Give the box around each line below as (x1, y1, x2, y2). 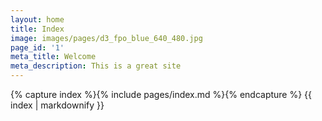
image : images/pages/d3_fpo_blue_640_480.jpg (10, 33, 203, 43)
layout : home (10, 14, 65, 25)
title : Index (10, 24, 65, 34)
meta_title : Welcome (10, 52, 97, 62)
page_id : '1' (10, 42, 65, 53)
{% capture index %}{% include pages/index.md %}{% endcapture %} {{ (10, 89, 313, 100)
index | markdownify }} (10, 99, 105, 111)
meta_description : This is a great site (10, 61, 182, 71)
